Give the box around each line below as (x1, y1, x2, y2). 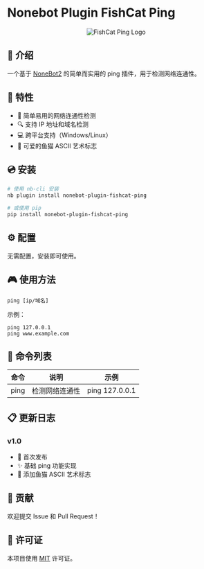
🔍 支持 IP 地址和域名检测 (17, 120, 89, 128)
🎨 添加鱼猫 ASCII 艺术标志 (17, 470, 91, 478)
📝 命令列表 (7, 350, 52, 362)
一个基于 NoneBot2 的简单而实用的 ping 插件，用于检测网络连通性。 (7, 69, 201, 78)
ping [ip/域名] (7, 297, 49, 304)
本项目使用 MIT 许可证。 (7, 554, 77, 562)
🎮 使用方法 (7, 274, 56, 286)
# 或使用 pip (7, 204, 41, 212)
